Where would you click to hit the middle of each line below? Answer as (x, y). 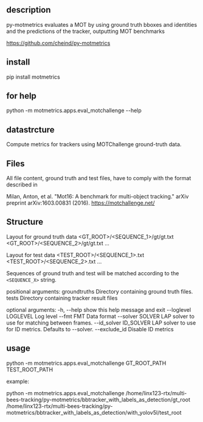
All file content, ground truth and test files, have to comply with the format (99, 178)
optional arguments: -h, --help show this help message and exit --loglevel (99, 309)
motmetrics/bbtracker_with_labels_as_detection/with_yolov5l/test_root (94, 412)
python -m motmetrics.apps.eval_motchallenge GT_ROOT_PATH (86, 363)
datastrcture (30, 129)
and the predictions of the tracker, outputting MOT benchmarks (86, 31)
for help (21, 96)
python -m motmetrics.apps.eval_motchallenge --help (74, 111)
